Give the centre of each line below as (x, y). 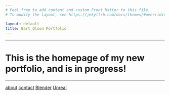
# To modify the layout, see (36, 15)
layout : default (22, 24)
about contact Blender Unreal (36, 88)
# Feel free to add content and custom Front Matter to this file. (78, 10)
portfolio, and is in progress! (66, 69)
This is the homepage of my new (75, 58)
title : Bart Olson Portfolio (36, 28)
